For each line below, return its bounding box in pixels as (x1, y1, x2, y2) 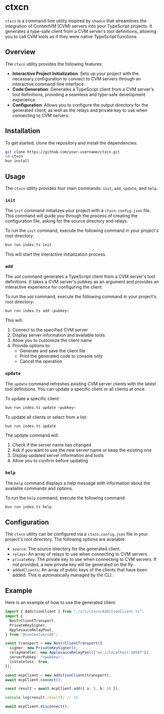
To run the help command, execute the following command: (5, 495, 126, 501)
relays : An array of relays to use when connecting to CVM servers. (12, 551, 149, 557)
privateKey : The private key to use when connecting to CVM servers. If (12, 557, 157, 563)
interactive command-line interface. (12, 81, 85, 87)
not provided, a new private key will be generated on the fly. (12, 562, 134, 567)
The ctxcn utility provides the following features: (5, 61, 103, 67)
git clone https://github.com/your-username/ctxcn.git (5, 150, 120, 154)
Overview (5, 48, 36, 56)
